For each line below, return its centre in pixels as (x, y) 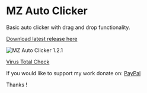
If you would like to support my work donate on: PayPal (73, 73)
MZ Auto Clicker (47, 11)
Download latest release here (42, 39)
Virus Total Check (28, 62)
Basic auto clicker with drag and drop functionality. (68, 27)
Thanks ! (17, 85)
